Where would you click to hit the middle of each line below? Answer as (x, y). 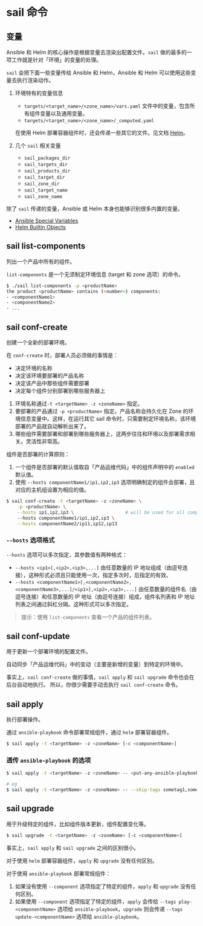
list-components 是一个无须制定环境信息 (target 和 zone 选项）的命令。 (95, 274)
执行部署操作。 (25, 719)
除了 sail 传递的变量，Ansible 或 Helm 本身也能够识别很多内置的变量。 (95, 209)
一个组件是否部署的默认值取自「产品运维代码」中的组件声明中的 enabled (105, 467)
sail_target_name (46, 190)
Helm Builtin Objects (40, 227)
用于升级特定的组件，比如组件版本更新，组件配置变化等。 (78, 824)
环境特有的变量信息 (39, 93)
